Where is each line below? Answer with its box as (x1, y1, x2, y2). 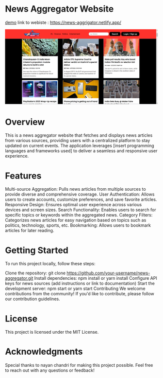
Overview (5, 116, 45, 127)
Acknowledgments (5, 346, 83, 357)
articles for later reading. (5, 228, 54, 234)
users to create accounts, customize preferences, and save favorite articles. (5, 197, 157, 202)
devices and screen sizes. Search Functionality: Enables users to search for (5, 207, 156, 213)
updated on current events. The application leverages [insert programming (5, 143, 154, 149)
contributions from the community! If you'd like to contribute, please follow (5, 291, 154, 297)
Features (5, 170, 42, 181)
